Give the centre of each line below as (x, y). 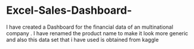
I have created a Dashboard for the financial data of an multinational (90, 27)
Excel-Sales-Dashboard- (69, 10)
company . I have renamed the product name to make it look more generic (97, 33)
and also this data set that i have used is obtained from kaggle (83, 39)
